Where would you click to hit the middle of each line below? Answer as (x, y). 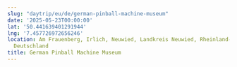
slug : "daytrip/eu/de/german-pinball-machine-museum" (88, 14)
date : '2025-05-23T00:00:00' (50, 20)
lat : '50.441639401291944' (47, 27)
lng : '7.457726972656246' (45, 33)
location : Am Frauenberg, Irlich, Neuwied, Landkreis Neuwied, (102, 40)
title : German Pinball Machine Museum (64, 53)
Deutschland (31, 46)
